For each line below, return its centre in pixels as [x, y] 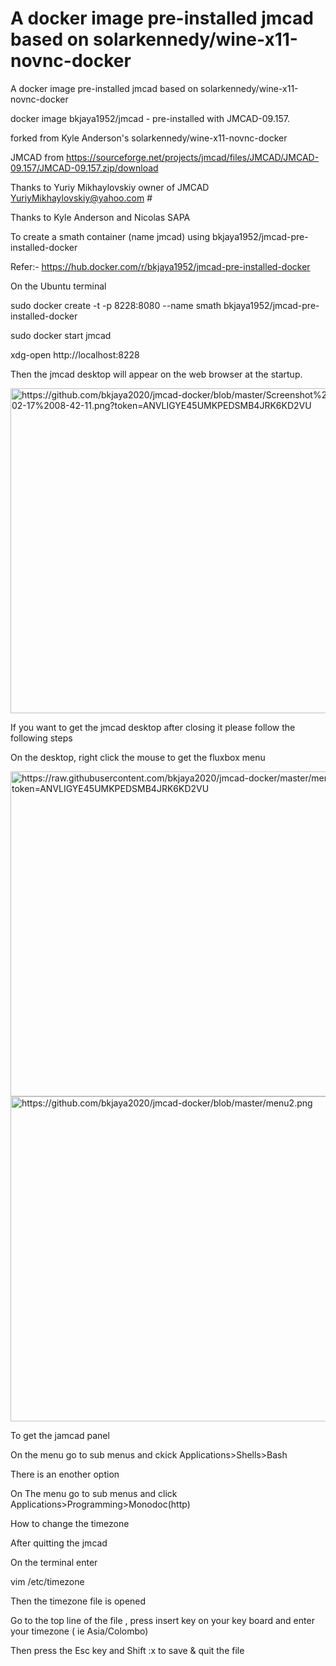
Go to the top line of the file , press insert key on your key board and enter [162, 1620]
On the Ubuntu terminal [58, 286]
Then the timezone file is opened [78, 1601]
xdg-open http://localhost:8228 [75, 354]
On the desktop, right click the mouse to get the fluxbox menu [138, 757]
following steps [41, 738]
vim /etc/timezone [47, 1581]
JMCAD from [37, 157]
